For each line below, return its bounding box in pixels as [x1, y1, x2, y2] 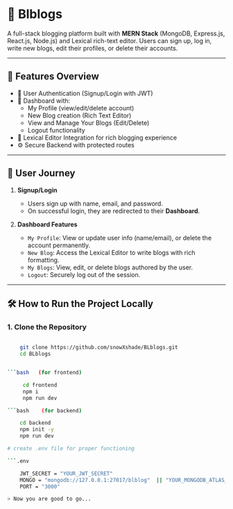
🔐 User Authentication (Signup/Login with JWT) [17, 89, 154, 97]
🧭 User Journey [7, 167, 76, 179]
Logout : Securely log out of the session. [27, 270, 141, 278]
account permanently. [27, 241, 91, 249]
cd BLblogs [19, 351, 51, 358]
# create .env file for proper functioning [7, 445, 135, 452]
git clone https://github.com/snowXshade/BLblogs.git [19, 344, 178, 351]
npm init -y [19, 426, 54, 433]
